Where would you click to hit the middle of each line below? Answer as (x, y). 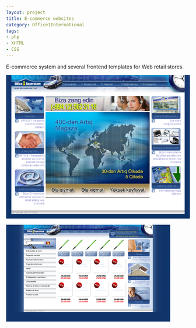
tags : (13, 31)
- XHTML (15, 43)
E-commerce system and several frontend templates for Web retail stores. (95, 67)
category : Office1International (45, 25)
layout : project (26, 12)
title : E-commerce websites (40, 18)
